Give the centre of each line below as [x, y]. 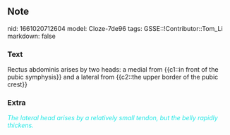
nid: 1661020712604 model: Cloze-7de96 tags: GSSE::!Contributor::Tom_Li [115, 28]
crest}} [18, 84]
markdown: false [32, 36]
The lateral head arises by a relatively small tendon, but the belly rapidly [113, 118]
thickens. [20, 125]
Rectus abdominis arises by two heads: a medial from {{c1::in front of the [113, 70]
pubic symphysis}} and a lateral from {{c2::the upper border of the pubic [113, 77]
